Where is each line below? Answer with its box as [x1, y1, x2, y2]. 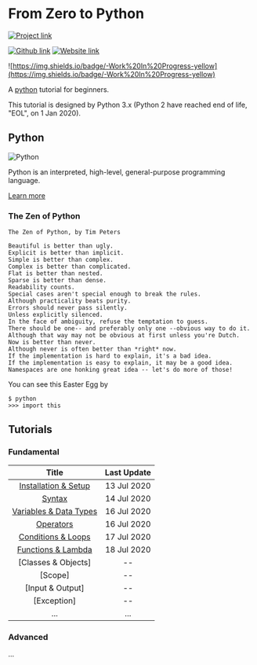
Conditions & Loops [18, 531, 91, 542]
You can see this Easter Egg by [8, 380, 108, 389]
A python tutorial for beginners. [8, 84, 110, 94]
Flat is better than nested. [8, 270, 103, 277]
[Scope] [39, 569, 71, 580]
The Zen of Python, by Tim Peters [8, 229, 121, 237]
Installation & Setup [19, 480, 90, 491]
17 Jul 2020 [104, 531, 151, 542]
